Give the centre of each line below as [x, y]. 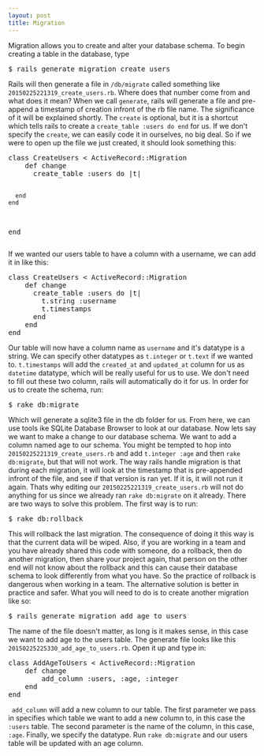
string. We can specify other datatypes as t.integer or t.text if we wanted [131, 355]
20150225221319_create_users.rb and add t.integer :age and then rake [124, 453]
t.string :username [79, 301]
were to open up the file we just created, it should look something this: [122, 142]
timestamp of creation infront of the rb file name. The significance [147, 109]
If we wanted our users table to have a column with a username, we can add [132, 254]
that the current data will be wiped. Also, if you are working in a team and [127, 542]
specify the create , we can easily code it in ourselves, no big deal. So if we [130, 134]
